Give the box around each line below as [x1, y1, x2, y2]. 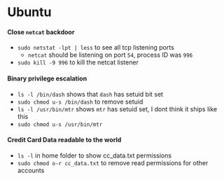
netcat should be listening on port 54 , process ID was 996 [27, 50, 193, 60]
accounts [17, 166, 45, 174]
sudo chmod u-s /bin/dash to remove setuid [17, 97, 143, 106]
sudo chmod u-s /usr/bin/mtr [17, 120, 103, 128]
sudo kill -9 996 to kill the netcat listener [17, 58, 139, 67]
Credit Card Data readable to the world [7, 136, 122, 144]
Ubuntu [7, 4, 52, 20]
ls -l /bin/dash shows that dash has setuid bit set [17, 90, 163, 98]
